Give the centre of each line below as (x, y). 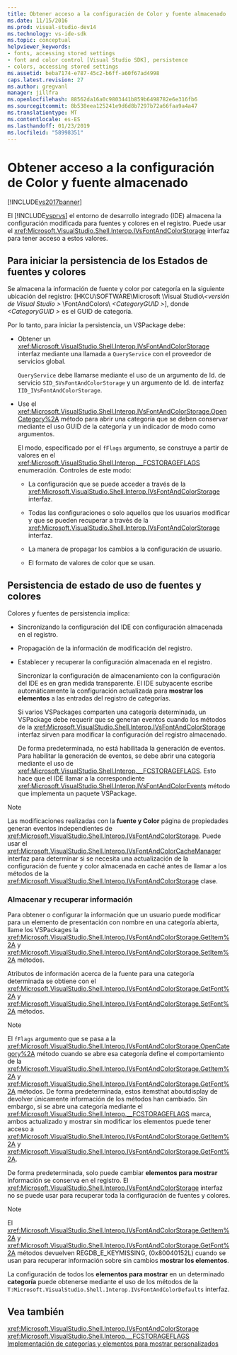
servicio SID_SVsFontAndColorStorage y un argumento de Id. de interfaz (121, 382)
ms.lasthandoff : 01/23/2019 (49, 126)
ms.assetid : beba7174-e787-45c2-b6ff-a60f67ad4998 (83, 73)
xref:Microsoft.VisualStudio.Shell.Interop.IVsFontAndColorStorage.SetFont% (118, 1004)
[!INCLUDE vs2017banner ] (45, 202)
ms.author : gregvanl (38, 86)
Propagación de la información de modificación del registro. (105, 648)
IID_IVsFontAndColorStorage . (60, 390)
